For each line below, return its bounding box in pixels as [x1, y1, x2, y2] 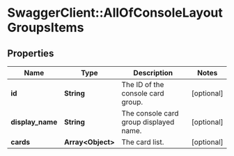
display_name [10, 117, 58, 127]
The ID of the [121, 80, 164, 89]
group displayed [121, 117, 175, 127]
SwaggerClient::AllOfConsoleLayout [7, 5, 223, 21]
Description [133, 68, 173, 77]
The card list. [121, 137, 164, 147]
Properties [7, 47, 54, 59]
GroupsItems [7, 19, 84, 36]
